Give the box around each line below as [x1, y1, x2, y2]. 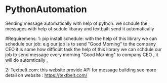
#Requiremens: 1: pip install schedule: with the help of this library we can [5, 35, 157, 41]
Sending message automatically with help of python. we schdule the [5, 20, 148, 26]
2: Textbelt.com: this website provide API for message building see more [5, 67, 157, 73]
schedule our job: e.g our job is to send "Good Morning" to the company [5, 40, 156, 47]
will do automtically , [5, 57, 48, 63]
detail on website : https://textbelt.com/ [5, 72, 88, 78]
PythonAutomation [5, 4, 87, 15]
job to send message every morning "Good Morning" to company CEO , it [5, 52, 158, 58]
